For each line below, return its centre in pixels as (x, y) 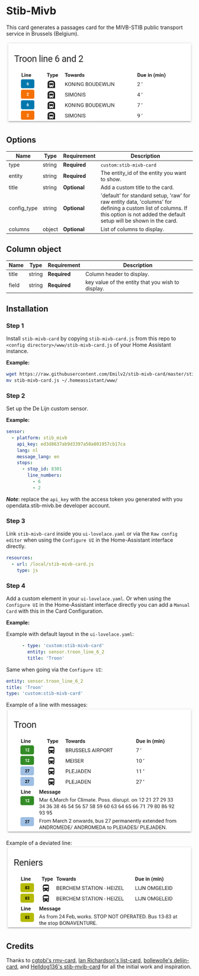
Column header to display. (117, 274)
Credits (20, 946)
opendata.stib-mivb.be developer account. (58, 505)
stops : (25, 463)
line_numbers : (45, 475)
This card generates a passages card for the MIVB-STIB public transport (94, 27)
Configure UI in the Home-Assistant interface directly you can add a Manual (98, 605)
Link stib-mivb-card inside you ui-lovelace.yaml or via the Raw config (92, 534)
